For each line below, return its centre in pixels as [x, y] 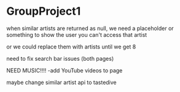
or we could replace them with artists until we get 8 [71, 47]
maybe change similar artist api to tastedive [61, 82]
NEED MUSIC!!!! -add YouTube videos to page [65, 70]
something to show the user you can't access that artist [77, 34]
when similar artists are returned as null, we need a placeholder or [90, 28]
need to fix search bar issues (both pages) [60, 58]
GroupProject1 [44, 11]
